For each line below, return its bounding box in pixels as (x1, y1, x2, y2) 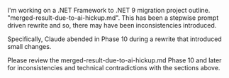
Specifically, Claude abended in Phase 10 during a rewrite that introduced (7, 35, 222, 43)
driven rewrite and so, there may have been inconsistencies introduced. (7, 21, 217, 29)
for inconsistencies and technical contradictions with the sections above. (7, 64, 220, 72)
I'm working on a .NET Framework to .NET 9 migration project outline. (7, 6, 211, 14)
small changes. (7, 43, 52, 50)
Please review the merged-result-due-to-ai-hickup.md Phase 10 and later (7, 56, 222, 65)
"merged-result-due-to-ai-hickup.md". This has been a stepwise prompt (7, 13, 219, 22)
